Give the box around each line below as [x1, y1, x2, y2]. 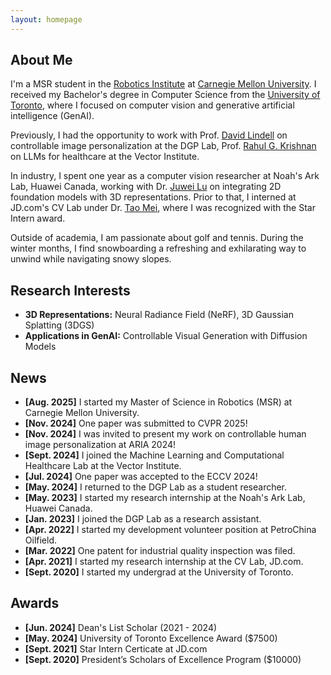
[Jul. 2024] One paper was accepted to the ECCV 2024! [24, 471, 258, 483]
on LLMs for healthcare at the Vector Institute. [10, 151, 200, 163]
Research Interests [10, 282, 131, 299]
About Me [10, 52, 73, 69]
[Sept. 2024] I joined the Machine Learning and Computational [24, 449, 285, 461]
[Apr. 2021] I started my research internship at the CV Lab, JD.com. [24, 556, 304, 568]
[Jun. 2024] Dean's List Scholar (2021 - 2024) [24, 621, 218, 633]
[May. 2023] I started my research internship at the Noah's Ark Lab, [24, 492, 306, 504]
